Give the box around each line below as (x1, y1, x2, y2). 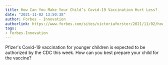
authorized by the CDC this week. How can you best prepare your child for (5, 49, 159, 55)
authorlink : (5, 21, 30, 26)
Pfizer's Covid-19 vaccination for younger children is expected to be (5, 44, 146, 50)
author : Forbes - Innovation (5, 16, 66, 21)
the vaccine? (5, 55, 31, 60)
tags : (5, 26, 16, 31)
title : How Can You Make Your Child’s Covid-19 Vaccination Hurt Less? (5, 7, 157, 12)
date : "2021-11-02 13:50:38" (5, 12, 66, 17)
